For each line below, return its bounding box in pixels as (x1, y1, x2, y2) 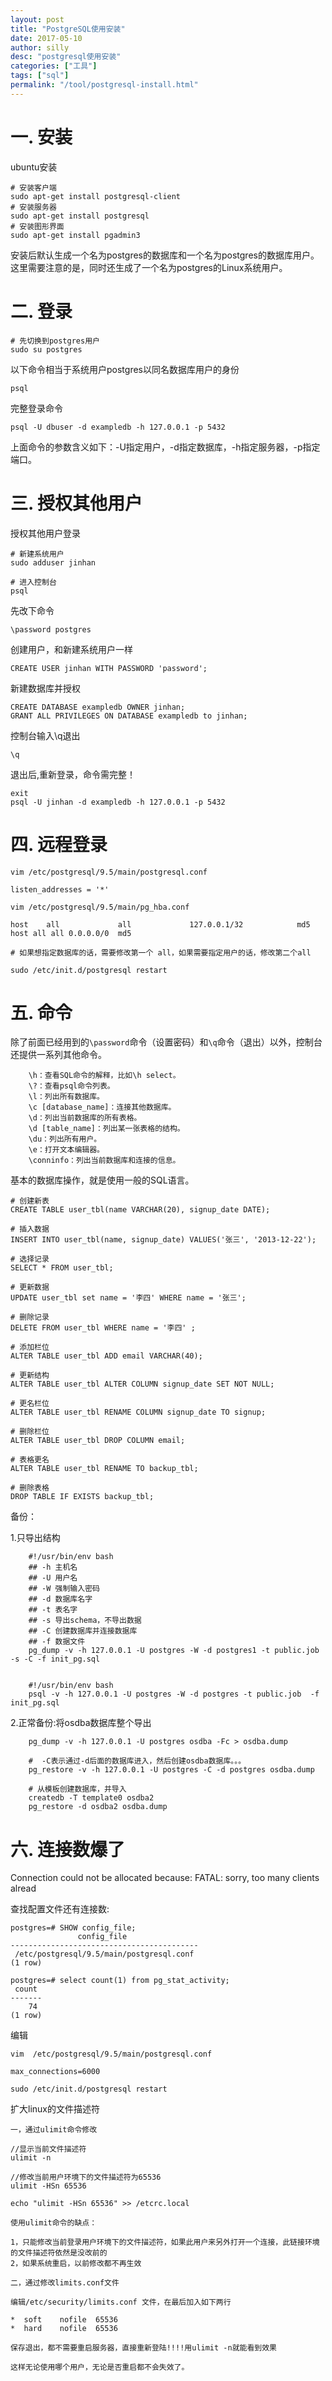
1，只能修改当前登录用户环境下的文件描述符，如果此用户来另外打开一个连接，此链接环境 (10, 2237, 320, 2248)
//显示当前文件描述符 (10, 2144, 87, 2155)
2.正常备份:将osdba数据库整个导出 (10, 1717, 152, 1729)
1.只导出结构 (10, 1532, 61, 1544)
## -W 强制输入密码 (28, 1584, 100, 1594)
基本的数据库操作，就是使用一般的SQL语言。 (10, 1174, 195, 1186)
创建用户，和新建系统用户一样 (10, 643, 133, 655)
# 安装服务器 (10, 202, 57, 212)
